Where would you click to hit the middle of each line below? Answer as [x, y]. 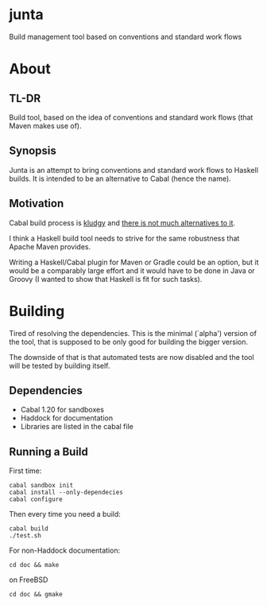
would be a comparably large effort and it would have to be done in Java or [132, 270]
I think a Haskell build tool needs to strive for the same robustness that [124, 238]
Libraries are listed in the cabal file [77, 427]
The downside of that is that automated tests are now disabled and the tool [132, 357]
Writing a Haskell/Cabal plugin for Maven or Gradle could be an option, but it [134, 262]
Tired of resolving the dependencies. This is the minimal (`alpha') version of [133, 333]
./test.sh [25, 536]
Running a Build [48, 452]
